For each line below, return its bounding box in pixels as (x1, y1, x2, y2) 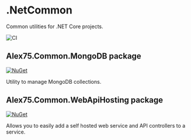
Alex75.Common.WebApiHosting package (6, 95, 164, 105)
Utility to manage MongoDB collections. (6, 78, 102, 85)
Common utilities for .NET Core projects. (6, 23, 103, 30)
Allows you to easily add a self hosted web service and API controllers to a (6, 122, 186, 129)
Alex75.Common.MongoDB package (6, 51, 141, 62)
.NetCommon (6, 4, 73, 17)
